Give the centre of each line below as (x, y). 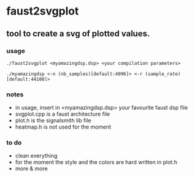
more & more (31, 169)
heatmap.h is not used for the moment (63, 127)
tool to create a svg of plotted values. (78, 34)
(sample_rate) (163, 74)
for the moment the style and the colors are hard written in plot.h (96, 162)
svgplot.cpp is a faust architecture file (63, 114)
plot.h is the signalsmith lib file (53, 121)
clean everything (36, 156)
